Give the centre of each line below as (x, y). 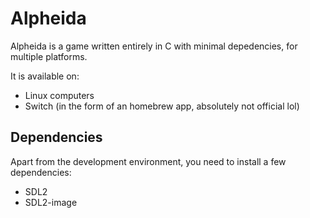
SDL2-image (51, 202)
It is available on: (45, 76)
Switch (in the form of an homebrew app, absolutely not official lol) (162, 106)
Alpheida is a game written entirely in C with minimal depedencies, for (154, 46)
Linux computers (59, 95)
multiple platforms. (49, 56)
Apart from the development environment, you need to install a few (148, 161)
